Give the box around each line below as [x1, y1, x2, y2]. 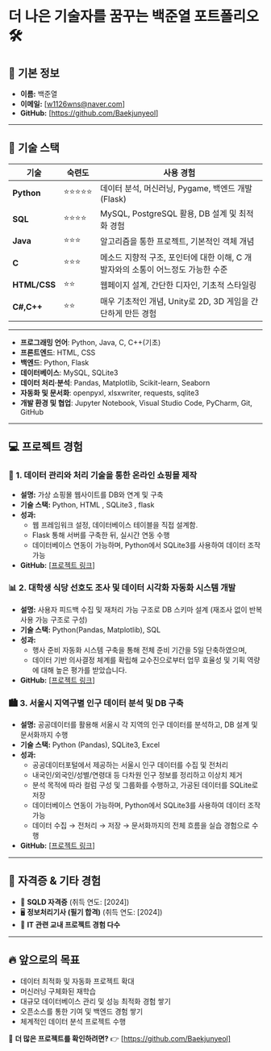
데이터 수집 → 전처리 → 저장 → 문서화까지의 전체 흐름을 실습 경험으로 [31, 820, 250, 831]
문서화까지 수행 [19, 730, 69, 740]
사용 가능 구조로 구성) [19, 615, 88, 624]
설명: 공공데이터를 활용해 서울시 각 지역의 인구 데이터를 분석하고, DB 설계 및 [19, 719, 258, 730]
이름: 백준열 [19, 90, 58, 98]
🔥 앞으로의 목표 [8, 953, 81, 967]
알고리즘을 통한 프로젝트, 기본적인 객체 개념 [99, 236, 255, 247]
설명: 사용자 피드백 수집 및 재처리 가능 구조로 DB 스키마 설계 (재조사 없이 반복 [19, 604, 263, 614]
